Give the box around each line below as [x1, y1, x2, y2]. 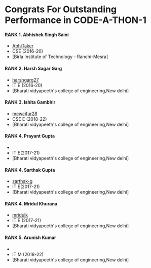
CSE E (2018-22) [12, 116, 47, 122]
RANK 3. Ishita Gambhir [5, 99, 56, 105]
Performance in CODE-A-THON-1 [5, 14, 146, 26]
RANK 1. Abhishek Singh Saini [5, 32, 69, 38]
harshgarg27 [12, 76, 39, 83]
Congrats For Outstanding [5, 4, 117, 15]
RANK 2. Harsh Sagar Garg [5, 65, 62, 71]
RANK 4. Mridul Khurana [5, 200, 58, 207]
